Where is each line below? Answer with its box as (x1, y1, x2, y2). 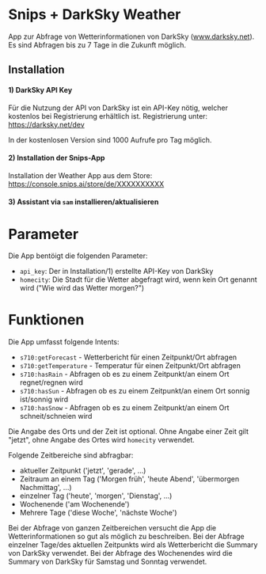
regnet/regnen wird (19, 378, 83, 387)
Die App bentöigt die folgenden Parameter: (8, 251, 148, 260)
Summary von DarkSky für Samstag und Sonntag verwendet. (8, 557, 207, 567)
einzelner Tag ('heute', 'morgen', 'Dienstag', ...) (19, 491, 173, 500)
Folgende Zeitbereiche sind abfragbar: (8, 450, 134, 460)
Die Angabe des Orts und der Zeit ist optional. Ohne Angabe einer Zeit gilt (8, 427, 249, 436)
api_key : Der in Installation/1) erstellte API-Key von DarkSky (19, 267, 214, 276)
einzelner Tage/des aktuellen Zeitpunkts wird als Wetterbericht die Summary (8, 540, 258, 549)
